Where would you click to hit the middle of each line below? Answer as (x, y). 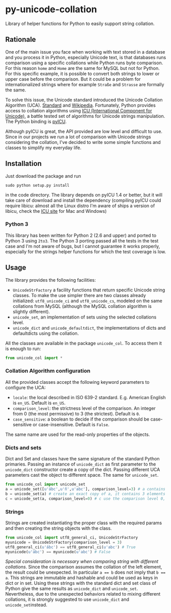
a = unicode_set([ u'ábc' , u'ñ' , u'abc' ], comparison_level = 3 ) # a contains (86, 489)
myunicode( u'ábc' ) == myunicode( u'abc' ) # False (58, 552)
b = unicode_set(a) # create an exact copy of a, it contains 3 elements (86, 494)
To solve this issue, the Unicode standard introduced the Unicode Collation (84, 100)
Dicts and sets (23, 448)
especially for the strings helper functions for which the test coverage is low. (86, 252)
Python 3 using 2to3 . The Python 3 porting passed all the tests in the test (82, 240)
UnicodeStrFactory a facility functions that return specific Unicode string (89, 290)
